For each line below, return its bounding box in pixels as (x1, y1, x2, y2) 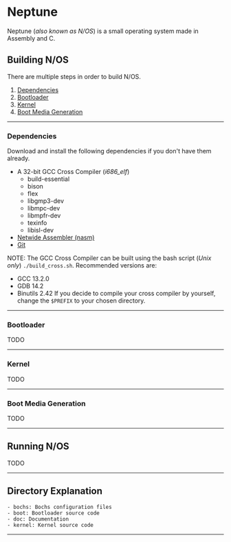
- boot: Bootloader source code (7, 510, 100, 517)
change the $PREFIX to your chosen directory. (16, 296, 146, 305)
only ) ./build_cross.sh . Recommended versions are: (7, 261, 157, 270)
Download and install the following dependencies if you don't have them (7, 147, 212, 155)
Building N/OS (7, 54, 69, 66)
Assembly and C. (7, 34, 56, 42)
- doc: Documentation (7, 515, 69, 523)
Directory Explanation (7, 486, 103, 497)
